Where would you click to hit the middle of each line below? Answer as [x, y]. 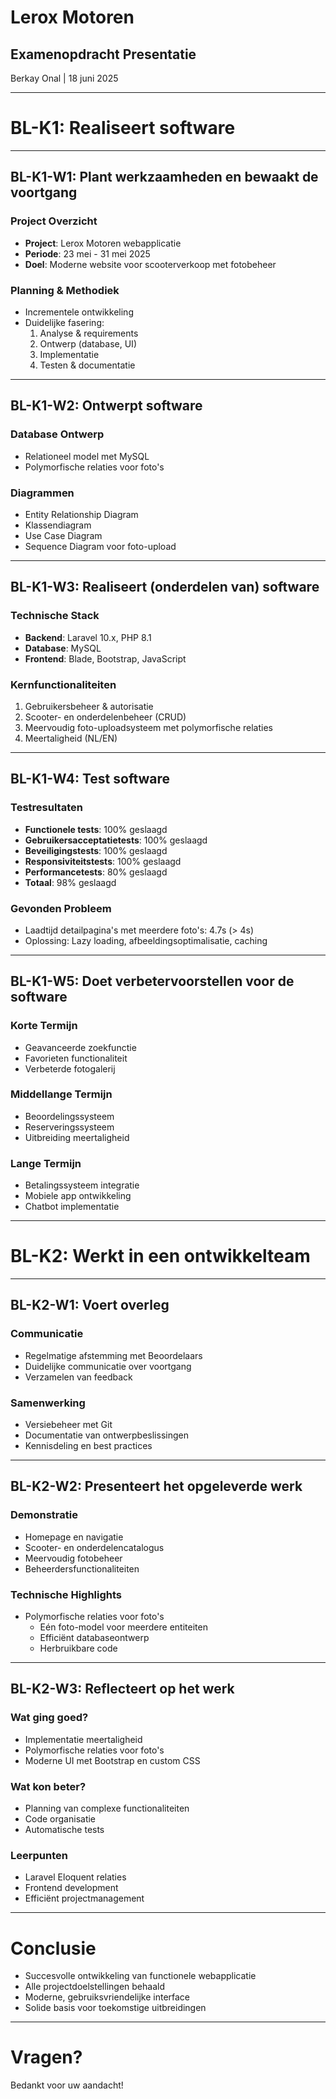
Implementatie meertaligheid [83, 1739]
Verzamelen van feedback [78, 1377]
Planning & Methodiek [65, 290]
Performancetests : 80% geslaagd [96, 872]
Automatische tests [64, 1830]
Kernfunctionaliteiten [63, 684]
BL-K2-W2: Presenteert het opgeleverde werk [156, 1486]
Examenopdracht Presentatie [103, 54]
